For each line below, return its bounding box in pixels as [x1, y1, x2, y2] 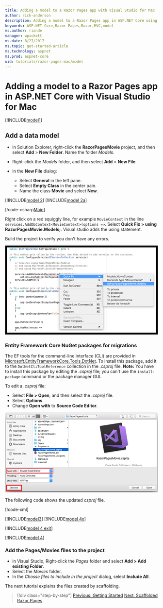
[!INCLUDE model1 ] [5, 117, 43, 123]
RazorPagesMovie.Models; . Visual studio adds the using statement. [5, 226, 142, 233]
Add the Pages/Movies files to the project [5, 547, 105, 554]
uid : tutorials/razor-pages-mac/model [5, 59, 83, 64]
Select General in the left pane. [19, 178, 82, 184]
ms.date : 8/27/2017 [5, 39, 45, 44]
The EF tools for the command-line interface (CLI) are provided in [5, 353, 136, 359]
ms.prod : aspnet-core [5, 54, 49, 59]
